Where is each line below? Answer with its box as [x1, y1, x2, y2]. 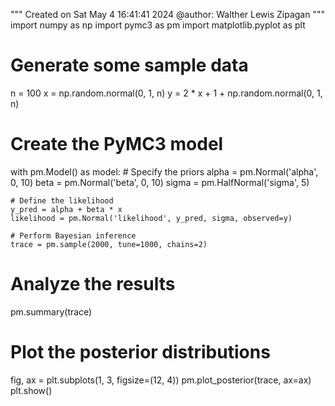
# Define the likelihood [10, 195, 114, 206]
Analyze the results [10, 273, 176, 296]
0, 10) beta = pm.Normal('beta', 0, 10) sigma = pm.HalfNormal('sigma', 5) [10, 176, 310, 188]
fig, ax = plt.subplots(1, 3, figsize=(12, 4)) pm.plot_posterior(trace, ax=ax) [10, 374, 312, 386]
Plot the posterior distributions [10, 341, 271, 363]
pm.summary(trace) [10, 305, 93, 318]
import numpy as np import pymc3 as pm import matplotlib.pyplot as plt [10, 19, 306, 31]
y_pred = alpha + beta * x [10, 204, 123, 214]
